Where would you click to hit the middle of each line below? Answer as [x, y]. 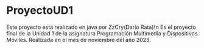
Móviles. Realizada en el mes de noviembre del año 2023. [79, 40]
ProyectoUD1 [40, 10]
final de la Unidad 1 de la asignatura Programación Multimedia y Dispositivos [102, 33]
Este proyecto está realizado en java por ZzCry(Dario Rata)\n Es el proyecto [101, 27]
